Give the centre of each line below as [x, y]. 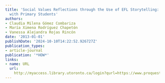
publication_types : [25, 46]
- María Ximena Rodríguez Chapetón [41, 28]
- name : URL [17, 64]
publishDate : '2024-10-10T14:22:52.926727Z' [51, 41]
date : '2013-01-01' [25, 37]
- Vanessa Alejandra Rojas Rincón [41, 32]
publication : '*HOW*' [27, 55]
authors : [14, 19]
